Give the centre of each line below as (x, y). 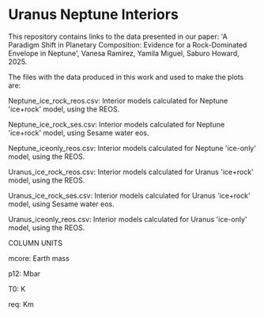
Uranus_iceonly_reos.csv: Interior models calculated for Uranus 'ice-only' (128, 219)
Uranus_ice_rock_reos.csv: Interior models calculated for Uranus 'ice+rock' (131, 172)
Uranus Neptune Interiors (94, 15)
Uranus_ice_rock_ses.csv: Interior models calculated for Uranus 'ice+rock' (129, 195)
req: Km (21, 304)
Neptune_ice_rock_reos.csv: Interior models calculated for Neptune (118, 100)
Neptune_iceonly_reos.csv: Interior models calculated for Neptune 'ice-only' (132, 148)
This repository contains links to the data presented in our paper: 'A (118, 36)
